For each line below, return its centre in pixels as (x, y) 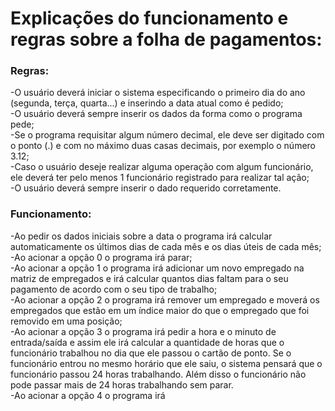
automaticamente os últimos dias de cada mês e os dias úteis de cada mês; (166, 246)
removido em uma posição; (66, 321)
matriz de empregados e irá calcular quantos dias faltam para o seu (149, 278)
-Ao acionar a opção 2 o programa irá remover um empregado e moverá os (165, 299)
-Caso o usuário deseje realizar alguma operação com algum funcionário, (162, 167)
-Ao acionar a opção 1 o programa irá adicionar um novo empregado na (157, 268)
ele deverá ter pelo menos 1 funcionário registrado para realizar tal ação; (160, 178)
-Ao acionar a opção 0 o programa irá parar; (101, 257)
